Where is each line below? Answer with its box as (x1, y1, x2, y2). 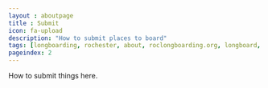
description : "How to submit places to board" (8, 34, 167, 42)
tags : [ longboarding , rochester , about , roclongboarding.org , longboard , (8, 42, 262, 50)
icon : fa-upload (8, 26, 63, 34)
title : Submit (8, 19, 60, 27)
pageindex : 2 (8, 49, 52, 57)
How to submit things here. (8, 71, 98, 80)
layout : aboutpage (8, 11, 74, 20)
